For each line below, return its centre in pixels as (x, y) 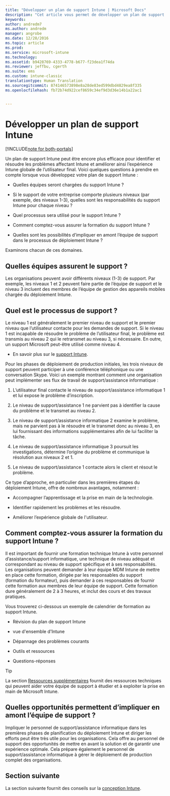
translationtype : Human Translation (44, 81)
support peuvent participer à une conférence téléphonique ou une (74, 370)
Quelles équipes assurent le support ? (66, 266)
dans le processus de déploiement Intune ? (58, 240)
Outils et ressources (33, 651)
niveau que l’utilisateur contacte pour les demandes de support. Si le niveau (84, 328)
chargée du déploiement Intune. (39, 294)
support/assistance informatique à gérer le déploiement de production (79, 754)
